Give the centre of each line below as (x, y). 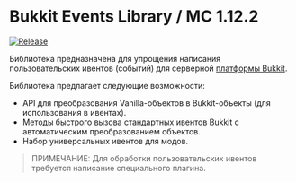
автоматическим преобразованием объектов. (111, 131)
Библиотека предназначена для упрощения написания (115, 58)
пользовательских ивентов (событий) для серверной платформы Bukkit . (148, 68)
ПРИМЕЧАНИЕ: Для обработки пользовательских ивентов (144, 158)
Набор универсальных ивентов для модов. (105, 141)
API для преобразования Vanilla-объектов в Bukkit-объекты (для (147, 103)
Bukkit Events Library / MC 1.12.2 (134, 17)
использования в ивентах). (74, 112)
